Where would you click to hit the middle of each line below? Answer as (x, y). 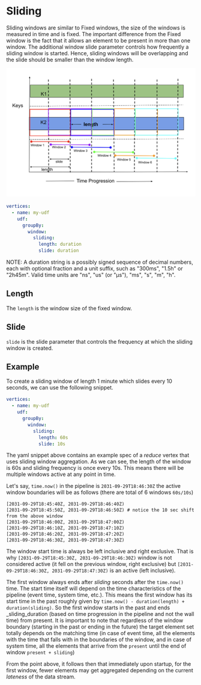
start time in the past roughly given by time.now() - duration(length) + (95, 601)
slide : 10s (52, 444)
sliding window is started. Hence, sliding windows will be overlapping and (97, 53)
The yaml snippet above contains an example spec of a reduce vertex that (98, 455)
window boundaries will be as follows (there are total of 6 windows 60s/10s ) (100, 492)
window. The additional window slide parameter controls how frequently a (97, 47)
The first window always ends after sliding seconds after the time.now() (95, 582)
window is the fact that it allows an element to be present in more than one (98, 40)
